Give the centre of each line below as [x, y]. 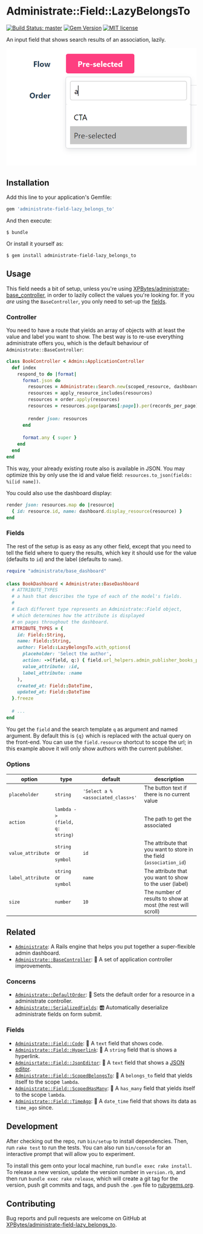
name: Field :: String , [44, 641]
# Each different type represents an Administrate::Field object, [97, 609]
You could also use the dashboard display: [59, 493]
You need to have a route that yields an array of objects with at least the [96, 330]
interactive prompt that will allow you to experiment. [71, 1154]
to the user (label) [166, 883]
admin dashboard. [37, 953]
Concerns [21, 982]
